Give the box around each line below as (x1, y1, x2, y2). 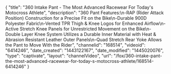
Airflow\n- (144, 20, 166, 26)
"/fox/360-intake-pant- (113, 53, 162, 59)
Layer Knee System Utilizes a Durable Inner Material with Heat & (21, 31, 157, 37)
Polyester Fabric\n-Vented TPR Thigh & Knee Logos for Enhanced (5, 20, 143, 26)
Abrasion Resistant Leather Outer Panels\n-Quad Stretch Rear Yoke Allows (5, 36, 162, 43)
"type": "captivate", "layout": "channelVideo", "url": (5, 53, 113, 59)
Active (5, 26, 19, 32)
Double (5, 31, 20, 37)
